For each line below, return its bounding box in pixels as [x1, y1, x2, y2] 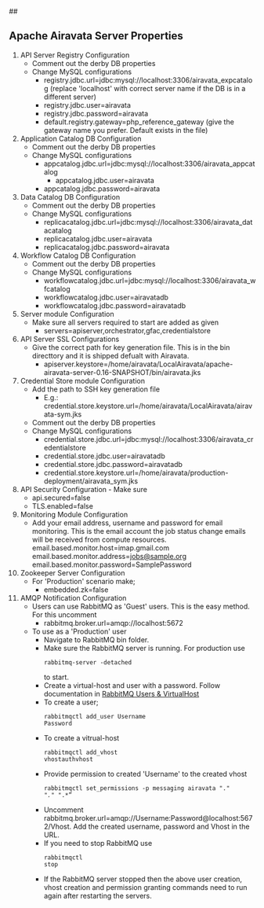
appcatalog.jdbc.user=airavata [55, 175, 155, 185]
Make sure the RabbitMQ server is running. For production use [43, 643, 245, 653]
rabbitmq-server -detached [43, 658, 132, 667]
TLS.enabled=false [31, 501, 93, 510]
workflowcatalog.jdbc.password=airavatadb [43, 300, 186, 310]
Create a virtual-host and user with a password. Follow [43, 680, 221, 690]
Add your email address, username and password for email [31, 518, 223, 528]
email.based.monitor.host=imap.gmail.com [31, 542, 170, 553]
